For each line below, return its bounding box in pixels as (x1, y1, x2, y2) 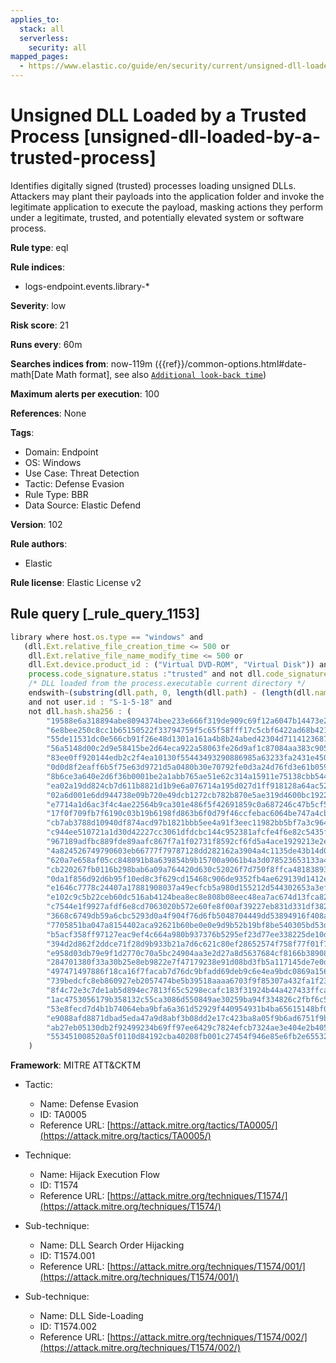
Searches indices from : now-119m (10, 357, 153, 370)
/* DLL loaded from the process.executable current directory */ (28, 679, 307, 689)
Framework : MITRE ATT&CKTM (10, 1059, 142, 1071)
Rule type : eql (10, 241, 69, 253)
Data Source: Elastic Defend (24, 499, 142, 511)
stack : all (19, 24, 65, 34)
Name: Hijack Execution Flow (39, 1169, 161, 1181)
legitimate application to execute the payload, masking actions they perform (10, 201, 323, 213)
